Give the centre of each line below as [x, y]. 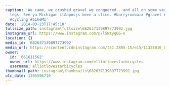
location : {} [19, 38]
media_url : [17, 48]
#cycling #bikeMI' [29, 19]
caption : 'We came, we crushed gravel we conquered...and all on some [81, 10]
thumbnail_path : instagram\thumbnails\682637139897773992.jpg [72, 71]
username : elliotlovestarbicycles [46, 66]
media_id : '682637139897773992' [39, 43]
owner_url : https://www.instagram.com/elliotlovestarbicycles [77, 62]
